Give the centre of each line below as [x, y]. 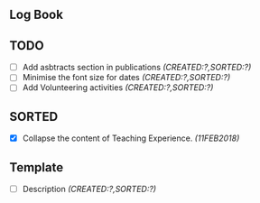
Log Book [36, 15]
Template [37, 167]
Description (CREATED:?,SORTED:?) [89, 189]
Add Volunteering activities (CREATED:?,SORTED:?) [118, 88]
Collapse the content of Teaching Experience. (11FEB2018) [131, 138]
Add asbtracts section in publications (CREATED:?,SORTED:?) [137, 68]
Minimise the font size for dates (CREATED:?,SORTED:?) [126, 78]
